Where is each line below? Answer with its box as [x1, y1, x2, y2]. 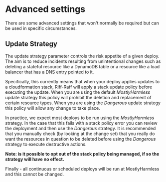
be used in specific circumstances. [5, 25, 77, 31]
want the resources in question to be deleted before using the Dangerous [5, 136, 156, 142]
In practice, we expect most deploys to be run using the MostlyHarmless [5, 115, 155, 121]
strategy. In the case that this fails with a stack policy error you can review [5, 120, 158, 126]
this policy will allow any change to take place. [5, 105, 101, 111]
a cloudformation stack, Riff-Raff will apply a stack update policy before [5, 84, 153, 90]
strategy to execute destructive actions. [5, 141, 87, 147]
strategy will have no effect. [5, 156, 65, 162]
